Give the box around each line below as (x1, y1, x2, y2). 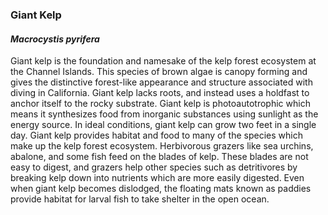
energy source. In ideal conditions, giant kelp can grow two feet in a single (10, 119, 317, 131)
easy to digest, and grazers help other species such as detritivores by (10, 161, 298, 173)
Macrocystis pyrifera (10, 33, 100, 45)
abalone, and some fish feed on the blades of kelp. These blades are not (10, 151, 309, 163)
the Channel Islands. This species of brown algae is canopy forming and (10, 66, 308, 78)
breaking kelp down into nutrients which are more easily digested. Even (10, 172, 305, 184)
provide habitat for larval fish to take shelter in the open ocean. (10, 193, 270, 205)
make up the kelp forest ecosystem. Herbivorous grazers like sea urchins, (10, 140, 314, 152)
